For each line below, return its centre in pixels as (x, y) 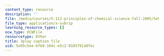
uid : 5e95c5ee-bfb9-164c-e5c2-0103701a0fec (50, 46)
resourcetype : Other (26, 37)
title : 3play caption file (32, 41)
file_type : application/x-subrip (39, 23)
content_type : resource (29, 9)
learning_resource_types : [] (35, 28)
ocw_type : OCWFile (24, 32)
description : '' (21, 14)
